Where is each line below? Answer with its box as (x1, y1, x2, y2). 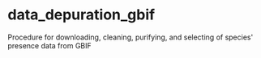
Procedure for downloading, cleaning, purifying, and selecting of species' (7, 32, 254, 42)
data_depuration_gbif (7, 6, 156, 24)
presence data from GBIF (7, 40, 92, 50)
